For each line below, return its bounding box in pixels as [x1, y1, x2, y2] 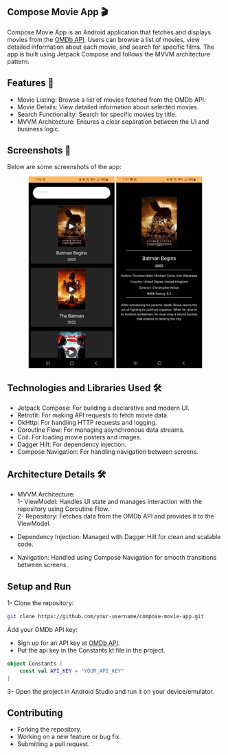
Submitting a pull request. [16, 740, 91, 748]
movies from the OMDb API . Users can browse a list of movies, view [7, 35, 201, 43]
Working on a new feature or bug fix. [16, 732, 122, 741]
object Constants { [7, 660, 63, 667]
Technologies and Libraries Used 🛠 [7, 382, 162, 394]
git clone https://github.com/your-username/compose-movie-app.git [7, 613, 205, 620]
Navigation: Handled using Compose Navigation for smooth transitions [16, 554, 217, 562]
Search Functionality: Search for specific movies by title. [16, 110, 177, 118]
